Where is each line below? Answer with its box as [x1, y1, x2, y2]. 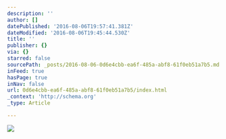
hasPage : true [7, 74, 48, 81]
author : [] [7, 17, 38, 23]
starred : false [7, 55, 51, 62]
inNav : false [7, 81, 45, 87]
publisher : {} [7, 42, 48, 49]
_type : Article [7, 100, 51, 107]
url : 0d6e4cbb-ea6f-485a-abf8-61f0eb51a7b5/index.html [7, 87, 168, 94]
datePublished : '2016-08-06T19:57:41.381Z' [7, 23, 134, 30]
